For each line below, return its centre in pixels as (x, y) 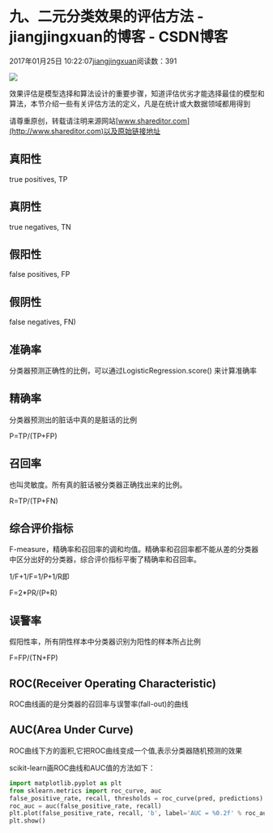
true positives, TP (38, 179)
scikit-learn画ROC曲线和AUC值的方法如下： (82, 767)
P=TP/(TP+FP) (33, 436)
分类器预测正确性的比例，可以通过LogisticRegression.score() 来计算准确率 (133, 371)
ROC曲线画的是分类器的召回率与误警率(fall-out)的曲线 (99, 704)
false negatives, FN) (43, 322)
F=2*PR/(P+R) (33, 593)
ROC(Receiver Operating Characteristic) (113, 683)
